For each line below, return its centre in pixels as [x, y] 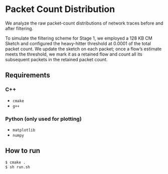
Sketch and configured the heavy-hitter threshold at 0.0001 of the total [78, 43]
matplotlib [24, 130]
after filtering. [19, 28]
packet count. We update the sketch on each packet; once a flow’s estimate [83, 49]
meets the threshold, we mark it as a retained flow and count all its [74, 54]
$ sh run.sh [18, 167]
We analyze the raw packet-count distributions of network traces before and [84, 23]
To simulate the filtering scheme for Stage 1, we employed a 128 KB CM [79, 38]
